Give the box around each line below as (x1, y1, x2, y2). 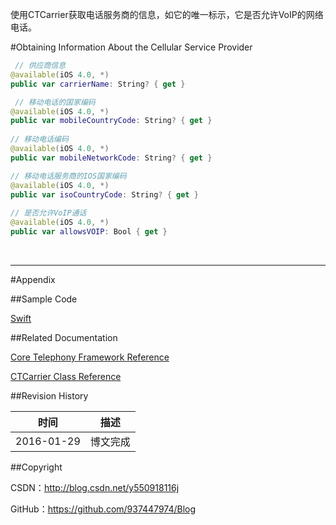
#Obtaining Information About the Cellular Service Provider (10, 41, 253, 53)
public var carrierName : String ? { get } (10, 79, 186, 89)
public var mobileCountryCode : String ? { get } (10, 116, 213, 126)
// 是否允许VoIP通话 (10, 208, 87, 218)
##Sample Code (10, 293, 78, 305)
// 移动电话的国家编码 (14, 97, 96, 107)
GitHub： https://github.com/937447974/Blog (10, 503, 197, 515)
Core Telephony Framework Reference (10, 351, 170, 363)
